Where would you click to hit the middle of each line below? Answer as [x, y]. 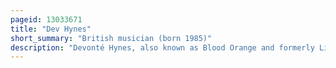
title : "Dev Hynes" [51, 29]
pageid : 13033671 [46, 19]
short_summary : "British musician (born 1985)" [111, 38]
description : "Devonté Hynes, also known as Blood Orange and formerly [162, 47]
